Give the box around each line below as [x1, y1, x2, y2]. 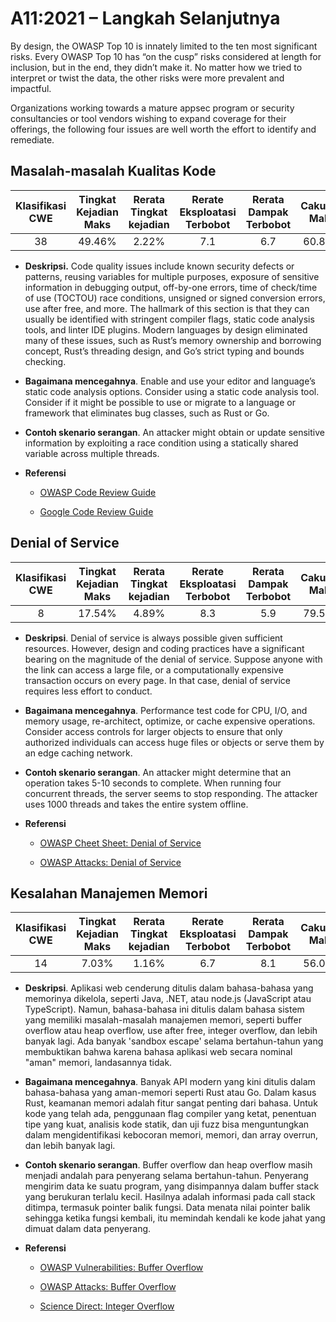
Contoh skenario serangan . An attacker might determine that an [24, 766, 292, 778]
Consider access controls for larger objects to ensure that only [24, 725, 283, 737]
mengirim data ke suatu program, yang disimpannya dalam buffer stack [24, 1180, 320, 1192]
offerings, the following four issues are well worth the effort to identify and [10, 123, 317, 135]
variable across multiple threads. [24, 447, 160, 459]
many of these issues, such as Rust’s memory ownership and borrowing [24, 334, 322, 346]
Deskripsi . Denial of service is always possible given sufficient [24, 632, 283, 644]
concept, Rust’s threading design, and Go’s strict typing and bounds [24, 345, 305, 357]
